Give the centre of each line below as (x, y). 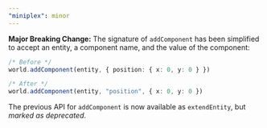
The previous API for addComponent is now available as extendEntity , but (127, 107)
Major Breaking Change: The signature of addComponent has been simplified (134, 39)
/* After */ (28, 84)
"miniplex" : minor (39, 16)
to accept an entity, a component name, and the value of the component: (129, 47)
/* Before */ (30, 62)
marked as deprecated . (47, 116)
